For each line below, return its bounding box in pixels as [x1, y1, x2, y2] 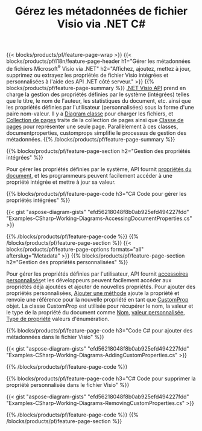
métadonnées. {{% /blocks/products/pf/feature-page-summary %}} [6, 135, 175, 143]
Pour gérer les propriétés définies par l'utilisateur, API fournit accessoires [6, 270, 189, 277]
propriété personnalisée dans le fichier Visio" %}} [6, 381, 130, 388]
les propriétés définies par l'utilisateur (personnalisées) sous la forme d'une [6, 103, 194, 111]
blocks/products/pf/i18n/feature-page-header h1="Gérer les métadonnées [6, 57, 191, 65]
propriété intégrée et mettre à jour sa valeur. [6, 178, 116, 186]
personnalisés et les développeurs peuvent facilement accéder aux [6, 276, 172, 284]
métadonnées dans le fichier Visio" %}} [6, 333, 104, 340]
